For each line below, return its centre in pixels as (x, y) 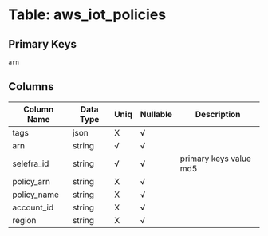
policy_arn (31, 181)
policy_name (36, 195)
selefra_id (31, 163)
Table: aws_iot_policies (87, 15)
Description (218, 114)
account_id (33, 207)
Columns (31, 87)
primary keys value (215, 159)
